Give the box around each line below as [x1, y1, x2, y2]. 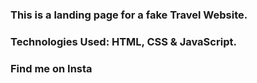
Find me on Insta [10, 61, 93, 75]
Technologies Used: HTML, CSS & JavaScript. [10, 34, 237, 48]
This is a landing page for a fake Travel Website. [10, 8, 248, 22]
